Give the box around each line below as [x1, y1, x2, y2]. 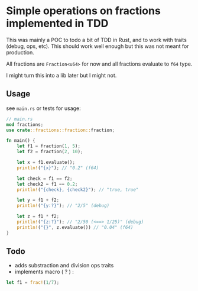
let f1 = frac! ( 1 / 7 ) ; [6, 280, 60, 286]
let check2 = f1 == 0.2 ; [17, 181, 78, 187]
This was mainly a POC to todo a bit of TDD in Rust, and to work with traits [6, 36, 187, 43]
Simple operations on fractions [6, 4, 161, 18]
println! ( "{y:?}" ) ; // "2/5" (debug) [17, 203, 110, 209]
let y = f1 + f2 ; [17, 197, 60, 203]
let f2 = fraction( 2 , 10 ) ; [17, 149, 83, 155]
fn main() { [6, 138, 35, 144]
